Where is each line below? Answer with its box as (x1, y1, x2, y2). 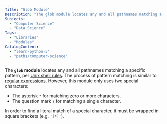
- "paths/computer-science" (9, 53, 68, 59)
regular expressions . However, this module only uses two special (5, 78, 139, 84)
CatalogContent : (5, 44, 39, 49)
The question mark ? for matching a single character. (12, 98, 121, 104)
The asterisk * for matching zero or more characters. (12, 93, 121, 99)
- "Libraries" (9, 35, 39, 40)
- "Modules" (9, 40, 35, 45)
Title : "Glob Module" (5, 7, 50, 12)
